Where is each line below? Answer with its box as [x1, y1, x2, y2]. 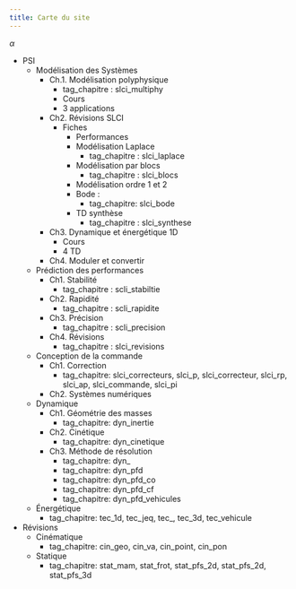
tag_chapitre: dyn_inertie [62, 417, 154, 428]
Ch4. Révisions [48, 331, 105, 342]
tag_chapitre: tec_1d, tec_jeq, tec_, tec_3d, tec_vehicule [48, 512, 253, 523]
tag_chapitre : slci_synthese [89, 217, 192, 228]
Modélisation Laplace [75, 141, 155, 152]
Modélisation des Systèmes [35, 65, 138, 75]
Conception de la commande [35, 351, 144, 361]
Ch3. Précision [48, 312, 104, 323]
